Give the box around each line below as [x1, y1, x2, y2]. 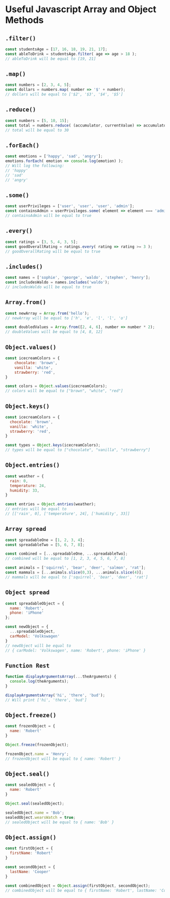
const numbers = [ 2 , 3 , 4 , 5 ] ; [5, 82, 71, 87]
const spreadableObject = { [5, 601, 65, 606]
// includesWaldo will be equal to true [5, 284, 92, 290]
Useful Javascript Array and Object [5, 4, 157, 15]
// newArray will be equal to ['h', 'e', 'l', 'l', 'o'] [5, 315, 128, 320]
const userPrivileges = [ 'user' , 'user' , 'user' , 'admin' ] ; [5, 204, 135, 209]
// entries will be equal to [5, 506, 67, 511]
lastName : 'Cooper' [10, 869, 51, 874]
